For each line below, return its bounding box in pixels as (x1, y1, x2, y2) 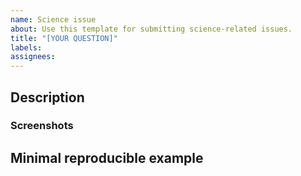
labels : (10, 42, 43, 53)
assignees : (10, 52, 56, 62)
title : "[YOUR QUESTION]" (10, 33, 118, 43)
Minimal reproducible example (10, 149, 204, 166)
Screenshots (10, 119, 74, 133)
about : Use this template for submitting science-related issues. (10, 24, 293, 34)
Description (10, 89, 85, 106)
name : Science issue (10, 14, 97, 25)
